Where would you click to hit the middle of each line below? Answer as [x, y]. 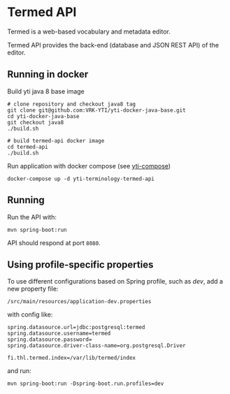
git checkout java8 [36, 122]
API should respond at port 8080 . [54, 242]
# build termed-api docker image [56, 140]
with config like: [30, 314]
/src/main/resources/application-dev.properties [79, 302]
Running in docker [48, 74]
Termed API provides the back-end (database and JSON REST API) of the [113, 45]
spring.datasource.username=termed [59, 334]
